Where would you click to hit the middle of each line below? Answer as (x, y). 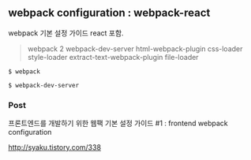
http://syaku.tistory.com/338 (54, 147)
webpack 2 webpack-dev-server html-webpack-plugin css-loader (135, 48)
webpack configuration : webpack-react (109, 13)
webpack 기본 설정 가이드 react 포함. (66, 33)
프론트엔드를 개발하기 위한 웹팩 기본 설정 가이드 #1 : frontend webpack (118, 123)
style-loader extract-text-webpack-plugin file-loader (113, 57)
